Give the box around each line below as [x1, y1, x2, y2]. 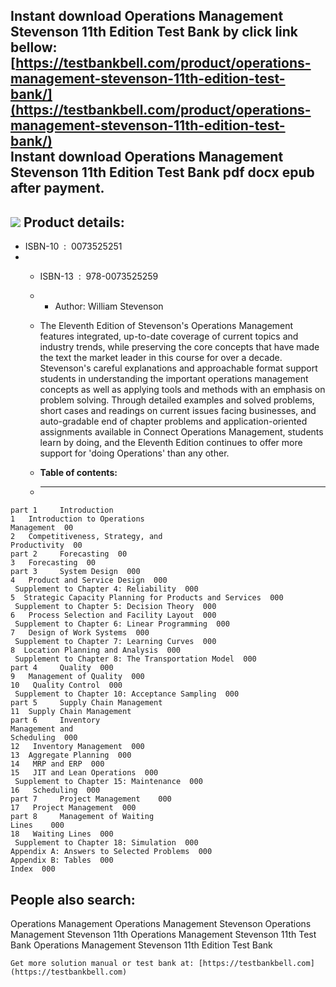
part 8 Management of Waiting [10, 812, 155, 822]
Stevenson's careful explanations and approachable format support [39, 362, 318, 374]
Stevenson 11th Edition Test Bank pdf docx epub [10, 164, 315, 181]
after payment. [10, 180, 105, 197]
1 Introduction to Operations [10, 514, 145, 524]
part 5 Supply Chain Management [10, 698, 163, 708]
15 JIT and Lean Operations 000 [10, 768, 159, 778]
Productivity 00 [10, 540, 83, 551]
